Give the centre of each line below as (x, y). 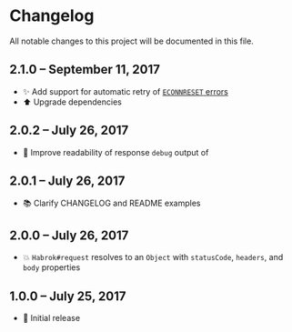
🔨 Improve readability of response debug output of (116, 152)
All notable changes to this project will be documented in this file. (132, 41)
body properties (51, 267)
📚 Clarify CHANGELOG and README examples (111, 203)
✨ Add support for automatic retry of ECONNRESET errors (126, 91)
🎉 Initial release (51, 318)
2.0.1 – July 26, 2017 (67, 181)
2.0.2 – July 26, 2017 (69, 131)
